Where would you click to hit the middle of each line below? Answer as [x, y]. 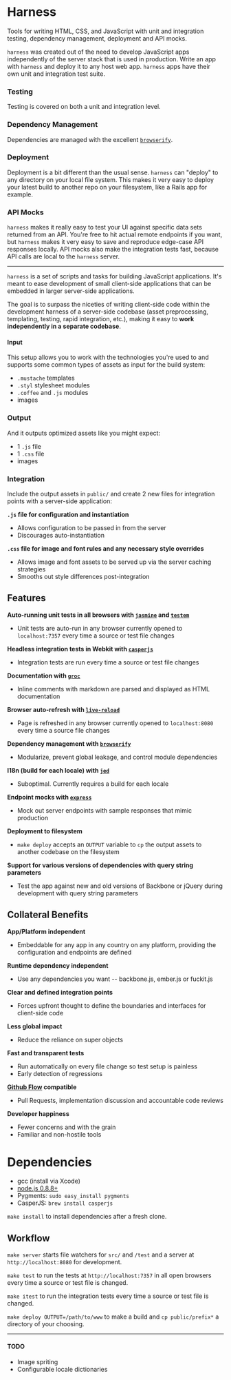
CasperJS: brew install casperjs [65, 1203]
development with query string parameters [78, 893]
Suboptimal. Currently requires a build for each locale [93, 784]
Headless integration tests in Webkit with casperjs [80, 649]
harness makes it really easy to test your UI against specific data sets [105, 227]
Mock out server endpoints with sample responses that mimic [104, 810]
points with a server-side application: [59, 501]
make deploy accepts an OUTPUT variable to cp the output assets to [109, 844]
